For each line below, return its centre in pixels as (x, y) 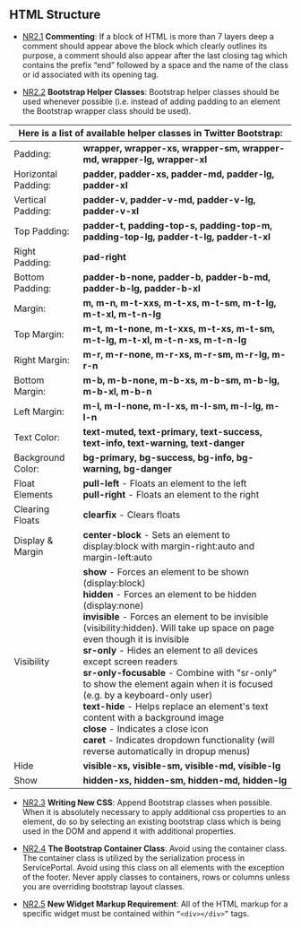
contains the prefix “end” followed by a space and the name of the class (155, 65)
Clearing (32, 508)
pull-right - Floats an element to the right (171, 494)
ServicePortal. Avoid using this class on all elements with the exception (153, 867)
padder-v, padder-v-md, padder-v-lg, (169, 199)
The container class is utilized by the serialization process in (133, 858)
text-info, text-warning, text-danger (164, 443)
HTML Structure (55, 15)
